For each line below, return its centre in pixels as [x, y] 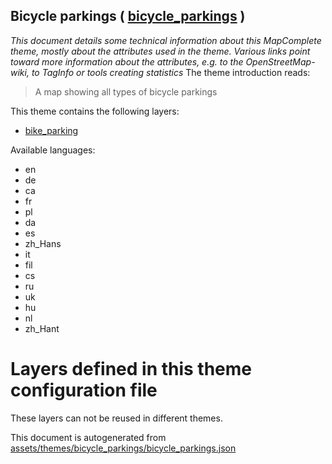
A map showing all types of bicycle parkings [126, 91]
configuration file [84, 390]
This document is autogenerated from [88, 437]
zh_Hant [42, 328]
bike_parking [51, 130]
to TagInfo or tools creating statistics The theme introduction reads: [171, 72]
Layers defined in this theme [131, 369]
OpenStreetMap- [280, 61]
